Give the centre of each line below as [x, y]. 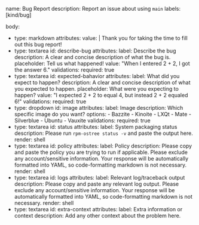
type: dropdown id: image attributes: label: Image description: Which [99, 108]
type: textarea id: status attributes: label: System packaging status [96, 127]
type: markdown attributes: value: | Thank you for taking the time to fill [101, 38]
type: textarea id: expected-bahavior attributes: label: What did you [97, 76]
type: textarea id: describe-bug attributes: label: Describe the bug [95, 51]
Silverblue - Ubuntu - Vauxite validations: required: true [82, 121]
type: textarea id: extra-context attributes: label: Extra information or [98, 209]
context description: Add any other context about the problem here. [97, 215]
